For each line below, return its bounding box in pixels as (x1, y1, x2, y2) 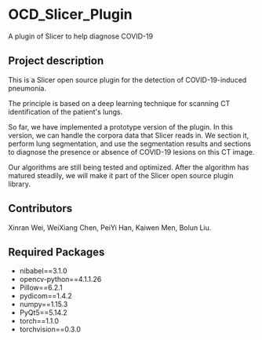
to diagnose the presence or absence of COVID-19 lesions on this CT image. (8, 147, 255, 156)
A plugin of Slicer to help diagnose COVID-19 (8, 31, 154, 41)
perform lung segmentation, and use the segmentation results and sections (8, 139, 252, 148)
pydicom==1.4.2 (19, 291, 72, 301)
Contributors (8, 202, 73, 215)
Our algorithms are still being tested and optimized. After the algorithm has (8, 163, 249, 172)
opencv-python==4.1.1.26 (19, 275, 102, 284)
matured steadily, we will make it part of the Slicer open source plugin (8, 170, 234, 180)
